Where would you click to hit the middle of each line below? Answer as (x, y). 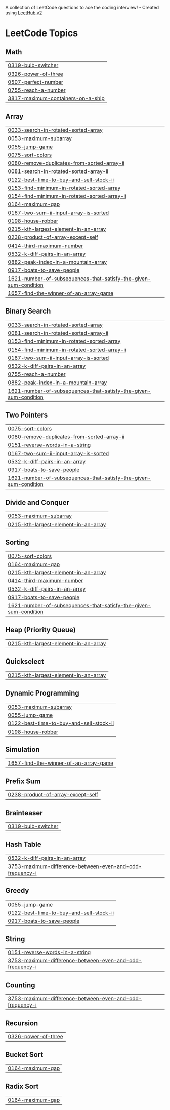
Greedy (17, 891)
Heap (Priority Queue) (40, 630)
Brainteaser (24, 813)
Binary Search (28, 311)
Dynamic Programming (42, 693)
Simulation (23, 750)
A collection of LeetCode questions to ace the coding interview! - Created (82, 7)
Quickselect (25, 662)
